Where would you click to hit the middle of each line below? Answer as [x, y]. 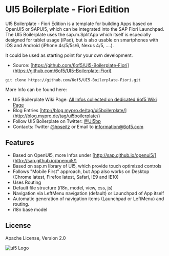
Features [20, 143]
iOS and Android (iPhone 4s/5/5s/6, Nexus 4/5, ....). [60, 45]
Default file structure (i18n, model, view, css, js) [62, 187]
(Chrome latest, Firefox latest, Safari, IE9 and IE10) [66, 177]
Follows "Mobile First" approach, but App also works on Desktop [81, 171]
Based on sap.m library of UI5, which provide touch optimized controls [87, 166]
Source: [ [22, 65]
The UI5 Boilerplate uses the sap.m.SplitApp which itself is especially [78, 34]
